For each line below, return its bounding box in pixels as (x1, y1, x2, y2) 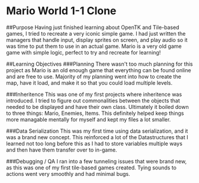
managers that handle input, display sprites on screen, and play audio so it (6, 36, 188, 43)
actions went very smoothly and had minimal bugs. (6, 170, 130, 177)
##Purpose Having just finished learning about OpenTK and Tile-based (6, 24, 179, 31)
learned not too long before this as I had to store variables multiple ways (6, 140, 182, 147)
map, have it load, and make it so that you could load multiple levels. (6, 79, 173, 86)
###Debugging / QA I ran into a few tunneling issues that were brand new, (6, 158, 187, 165)
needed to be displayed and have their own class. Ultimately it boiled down (6, 103, 189, 110)
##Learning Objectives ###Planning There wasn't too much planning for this (6, 60, 193, 68)
